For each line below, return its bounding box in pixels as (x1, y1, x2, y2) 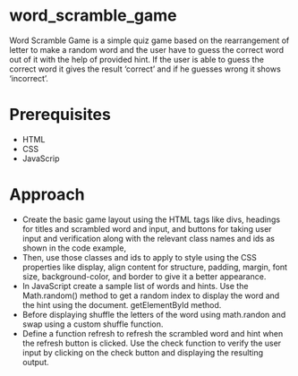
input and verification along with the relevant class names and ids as (21, 233, 276, 244)
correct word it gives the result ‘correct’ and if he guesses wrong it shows (9, 64, 282, 74)
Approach (9, 184, 85, 205)
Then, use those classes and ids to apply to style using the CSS (21, 252, 257, 262)
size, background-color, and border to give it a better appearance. (21, 270, 267, 282)
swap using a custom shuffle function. (21, 319, 164, 329)
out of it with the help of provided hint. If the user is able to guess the (9, 54, 264, 64)
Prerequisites (9, 105, 112, 125)
